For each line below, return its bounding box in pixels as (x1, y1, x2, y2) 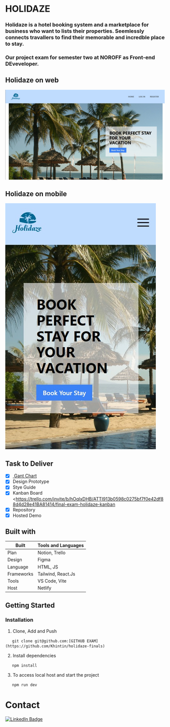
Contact (5, 699, 40, 711)
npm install (12, 663, 37, 668)
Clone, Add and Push (12, 628, 57, 634)
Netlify (37, 585, 52, 591)
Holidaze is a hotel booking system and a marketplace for (5, 21, 149, 28)
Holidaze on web (5, 76, 59, 84)
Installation (5, 616, 34, 623)
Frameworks (7, 570, 34, 577)
